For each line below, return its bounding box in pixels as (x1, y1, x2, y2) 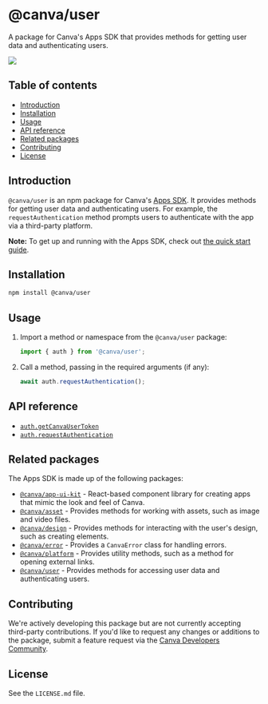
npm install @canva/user (8, 289, 91, 297)
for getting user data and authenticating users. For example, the (8, 204, 218, 213)
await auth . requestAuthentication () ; (19, 377, 146, 385)
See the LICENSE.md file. (8, 689, 85, 698)
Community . (8, 644, 49, 654)
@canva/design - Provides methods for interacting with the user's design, (19, 523, 258, 533)
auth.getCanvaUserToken (19, 422, 100, 431)
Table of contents (8, 78, 97, 93)
